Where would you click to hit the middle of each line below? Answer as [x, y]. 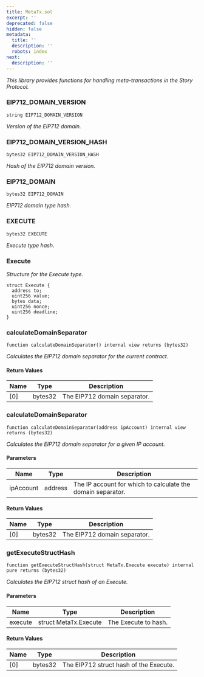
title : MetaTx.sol [29, 12]
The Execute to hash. [138, 622]
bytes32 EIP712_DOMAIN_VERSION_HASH [53, 155]
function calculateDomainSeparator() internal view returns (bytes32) [97, 345]
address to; [27, 290]
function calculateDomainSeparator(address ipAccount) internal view [96, 427]
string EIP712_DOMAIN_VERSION [45, 115]
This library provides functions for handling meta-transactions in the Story [100, 80]
